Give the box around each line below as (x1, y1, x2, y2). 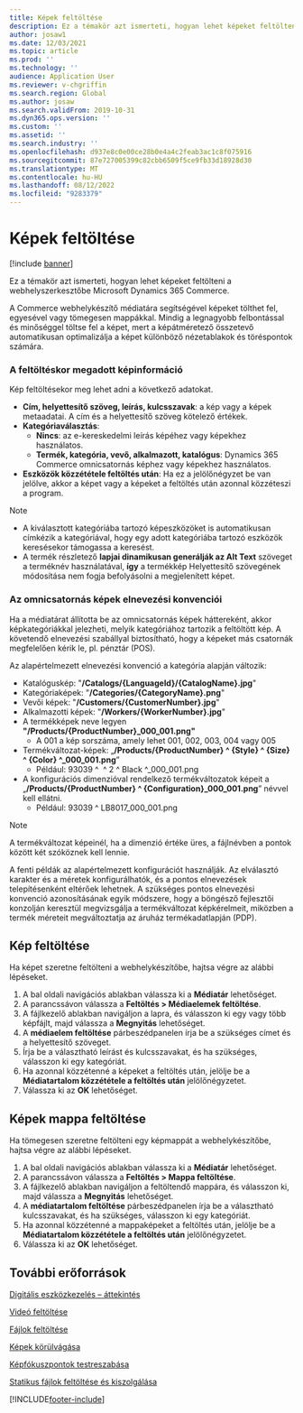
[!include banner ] (9, 258, 74, 269)
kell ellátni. (22, 792, 63, 803)
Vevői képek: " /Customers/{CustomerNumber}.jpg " (22, 697, 220, 707)
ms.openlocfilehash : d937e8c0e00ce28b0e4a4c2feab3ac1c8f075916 (9, 147, 252, 156)
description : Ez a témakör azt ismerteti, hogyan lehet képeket (9, 22, 256, 31)
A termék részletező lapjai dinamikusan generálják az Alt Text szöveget (22, 551, 293, 562)
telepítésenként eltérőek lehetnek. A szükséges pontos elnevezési (9, 883, 255, 894)
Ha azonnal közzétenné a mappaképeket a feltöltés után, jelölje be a (22, 1220, 276, 1231)
